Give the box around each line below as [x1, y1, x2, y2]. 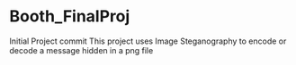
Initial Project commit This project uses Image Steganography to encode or [9, 36, 287, 46]
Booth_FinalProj [9, 6, 130, 27]
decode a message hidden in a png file [9, 45, 154, 55]
